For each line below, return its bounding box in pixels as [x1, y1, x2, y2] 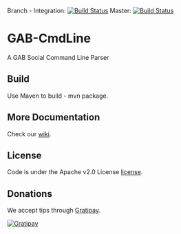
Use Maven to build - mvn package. [7, 92, 109, 100]
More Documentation [7, 111, 100, 123]
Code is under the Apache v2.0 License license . [7, 168, 143, 176]
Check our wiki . [7, 129, 52, 138]
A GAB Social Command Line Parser [7, 53, 109, 61]
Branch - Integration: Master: [7, 7, 132, 14]
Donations [7, 188, 53, 200]
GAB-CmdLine [7, 31, 92, 46]
